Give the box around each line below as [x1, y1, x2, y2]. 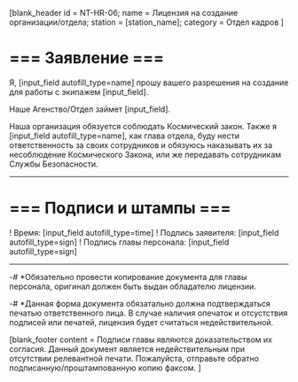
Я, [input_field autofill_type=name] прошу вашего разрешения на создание [9, 77, 289, 88]
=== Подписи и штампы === [9, 199, 231, 218]
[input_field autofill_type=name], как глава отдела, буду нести [9, 130, 240, 141]
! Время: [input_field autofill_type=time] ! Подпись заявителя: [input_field [9, 227, 279, 238]
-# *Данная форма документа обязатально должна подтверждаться [9, 298, 271, 308]
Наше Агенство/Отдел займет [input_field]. [9, 104, 171, 114]
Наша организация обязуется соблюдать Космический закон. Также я [9, 121, 278, 131]
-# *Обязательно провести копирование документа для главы [9, 271, 247, 282]
